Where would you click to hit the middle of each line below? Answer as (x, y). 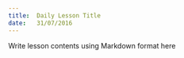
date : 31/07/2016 (40, 23)
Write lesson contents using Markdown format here (92, 45)
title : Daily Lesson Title (55, 15)
